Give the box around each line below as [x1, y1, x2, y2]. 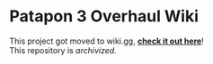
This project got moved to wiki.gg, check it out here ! [9, 36, 204, 46]
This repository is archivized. [9, 44, 117, 55]
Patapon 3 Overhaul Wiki [9, 6, 200, 27]
